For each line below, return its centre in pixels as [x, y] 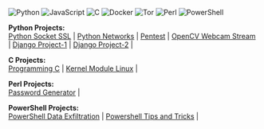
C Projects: [27, 60]
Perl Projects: [31, 84]
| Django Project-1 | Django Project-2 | [71, 45]
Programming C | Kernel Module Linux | [73, 68]
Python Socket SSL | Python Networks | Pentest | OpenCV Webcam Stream [132, 36]
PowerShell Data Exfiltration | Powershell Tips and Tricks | [104, 116]
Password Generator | [44, 92]
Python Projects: [37, 27]
